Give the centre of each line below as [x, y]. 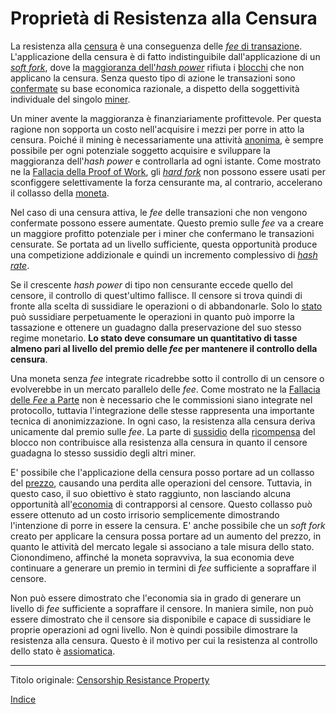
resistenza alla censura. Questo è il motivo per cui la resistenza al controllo [164, 640]
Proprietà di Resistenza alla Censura [164, 18]
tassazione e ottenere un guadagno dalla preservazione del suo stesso [156, 327]
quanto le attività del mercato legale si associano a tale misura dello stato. [162, 546]
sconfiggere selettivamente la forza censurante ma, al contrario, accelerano [166, 182]
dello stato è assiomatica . [63, 651]
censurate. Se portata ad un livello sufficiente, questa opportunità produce [164, 244]
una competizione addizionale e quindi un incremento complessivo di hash [164, 254]
